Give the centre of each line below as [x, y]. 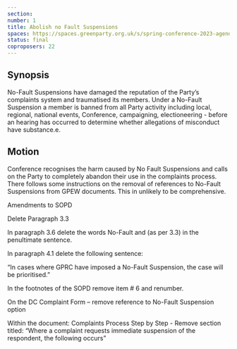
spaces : [19, 33]
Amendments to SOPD [40, 204]
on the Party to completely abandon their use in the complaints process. [112, 176]
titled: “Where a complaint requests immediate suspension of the [102, 330]
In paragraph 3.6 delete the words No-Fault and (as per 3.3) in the [103, 232]
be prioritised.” [29, 274]
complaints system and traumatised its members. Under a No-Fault [105, 99]
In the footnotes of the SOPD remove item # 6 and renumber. [96, 288]
